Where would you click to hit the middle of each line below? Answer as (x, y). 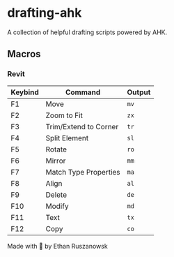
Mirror (56, 161)
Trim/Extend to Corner (82, 126)
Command (83, 92)
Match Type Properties (83, 172)
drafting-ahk (45, 13)
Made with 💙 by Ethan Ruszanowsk (57, 246)
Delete (56, 195)
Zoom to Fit (64, 115)
